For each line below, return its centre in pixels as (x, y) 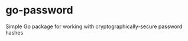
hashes (14, 32)
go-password (39, 10)
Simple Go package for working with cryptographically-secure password (94, 26)
